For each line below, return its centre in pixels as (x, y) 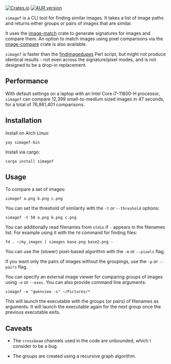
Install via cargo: (23, 152)
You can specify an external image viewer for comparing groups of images (84, 277)
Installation (24, 121)
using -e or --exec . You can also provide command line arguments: (76, 282)
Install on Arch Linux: (27, 133)
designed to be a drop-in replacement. (46, 65)
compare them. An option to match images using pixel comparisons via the (84, 39)
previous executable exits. (33, 312)
